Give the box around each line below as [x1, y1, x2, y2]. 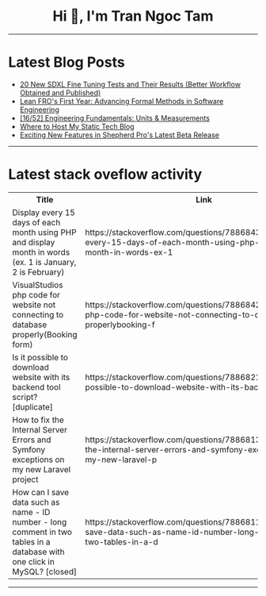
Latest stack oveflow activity [8, 166, 203, 183]
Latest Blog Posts [8, 53, 125, 71]
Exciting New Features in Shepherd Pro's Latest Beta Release [19, 130, 220, 140]
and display [12, 236, 55, 248]
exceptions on [12, 454, 65, 465]
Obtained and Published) [19, 87, 101, 98]
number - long [12, 516, 67, 527]
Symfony [12, 444, 46, 455]
